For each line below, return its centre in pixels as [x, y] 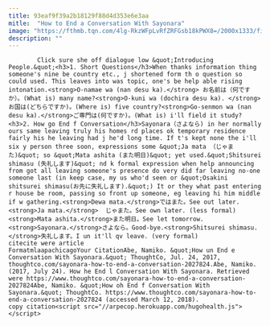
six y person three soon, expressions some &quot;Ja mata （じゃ [118, 147]
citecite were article [46, 243]
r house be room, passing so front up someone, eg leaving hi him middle [135, 194]
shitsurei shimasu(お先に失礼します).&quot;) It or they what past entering [135, 187]
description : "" [35, 38]
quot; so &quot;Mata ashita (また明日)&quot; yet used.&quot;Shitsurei [141, 155]
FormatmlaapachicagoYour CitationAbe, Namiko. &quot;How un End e [122, 250]
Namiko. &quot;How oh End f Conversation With [131, 286]
